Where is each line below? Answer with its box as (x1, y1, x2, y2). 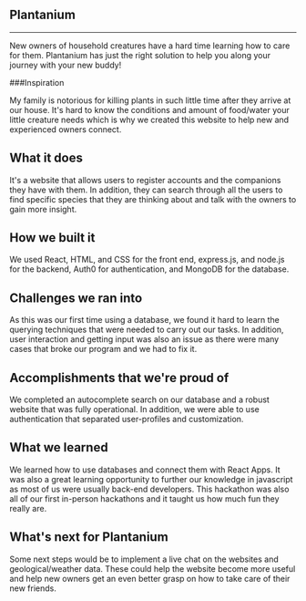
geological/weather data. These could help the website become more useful (9, 563, 296, 574)
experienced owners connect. (9, 123, 122, 135)
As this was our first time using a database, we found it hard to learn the (9, 315, 280, 326)
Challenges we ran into (9, 290, 143, 306)
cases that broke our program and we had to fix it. (9, 344, 198, 355)
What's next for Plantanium (9, 529, 168, 545)
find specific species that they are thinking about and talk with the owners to (9, 193, 297, 204)
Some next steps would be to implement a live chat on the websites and (9, 554, 280, 565)
